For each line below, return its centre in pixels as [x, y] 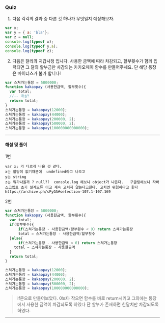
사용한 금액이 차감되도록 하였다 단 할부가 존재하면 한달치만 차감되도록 [93, 304]
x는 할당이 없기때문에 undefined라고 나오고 [45, 172]
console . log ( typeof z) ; [29, 51]
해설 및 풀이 [16, 145]
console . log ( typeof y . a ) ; [31, 46]
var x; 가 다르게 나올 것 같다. [34, 167]
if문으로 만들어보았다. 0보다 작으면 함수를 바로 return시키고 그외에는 [82, 298]
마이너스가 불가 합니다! [39, 73]
